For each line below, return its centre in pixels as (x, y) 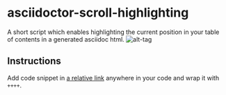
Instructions (34, 61)
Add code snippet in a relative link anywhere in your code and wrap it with (113, 78)
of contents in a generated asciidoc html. (66, 39)
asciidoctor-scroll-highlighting (98, 13)
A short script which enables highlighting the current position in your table (113, 32)
